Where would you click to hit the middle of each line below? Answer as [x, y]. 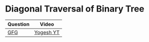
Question [18, 24]
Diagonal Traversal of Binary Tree [75, 9]
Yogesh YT [47, 32]
